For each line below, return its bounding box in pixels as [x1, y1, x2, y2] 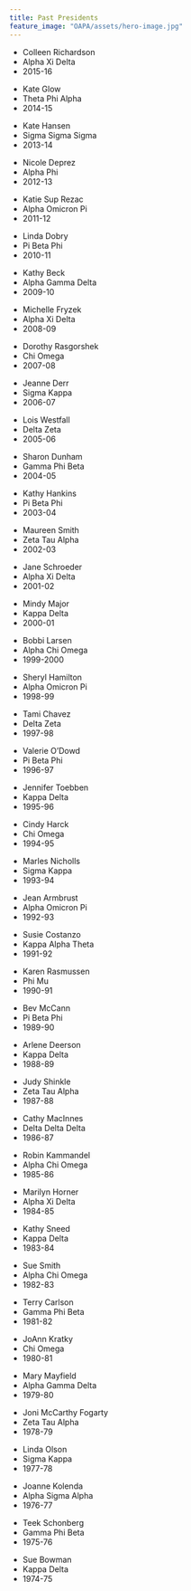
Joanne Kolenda [22, 1481, 84, 1491]
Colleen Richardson [22, 46, 95, 57]
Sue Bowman [22, 1554, 72, 1565]
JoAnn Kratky [22, 1333, 74, 1344]
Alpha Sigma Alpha [22, 1490, 94, 1500]
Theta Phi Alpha [22, 92, 83, 104]
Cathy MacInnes [22, 1112, 84, 1123]
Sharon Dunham [22, 451, 83, 462]
